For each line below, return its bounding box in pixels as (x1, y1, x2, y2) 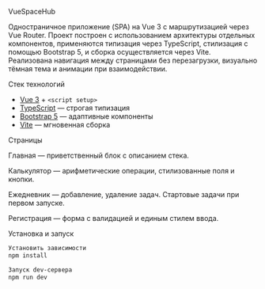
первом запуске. (8, 198, 65, 207)
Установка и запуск (8, 229, 74, 238)
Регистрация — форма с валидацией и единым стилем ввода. (8, 214, 219, 222)
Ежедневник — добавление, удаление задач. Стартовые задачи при (8, 190, 240, 199)
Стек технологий (8, 79, 65, 89)
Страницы (8, 135, 43, 145)
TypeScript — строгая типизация (19, 103, 131, 112)
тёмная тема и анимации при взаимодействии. (8, 64, 168, 74)
